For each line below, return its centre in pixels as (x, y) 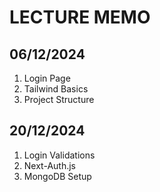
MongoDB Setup (57, 176)
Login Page (47, 78)
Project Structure (59, 99)
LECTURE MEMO (80, 17)
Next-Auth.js (49, 165)
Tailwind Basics (56, 89)
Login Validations (59, 155)
